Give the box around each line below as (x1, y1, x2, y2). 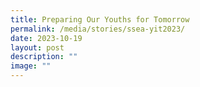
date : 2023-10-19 (10, 33, 83, 43)
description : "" (10, 52, 78, 62)
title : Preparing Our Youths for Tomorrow (10, 14, 190, 25)
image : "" (10, 61, 52, 71)
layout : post (10, 42, 65, 53)
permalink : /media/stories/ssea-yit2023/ (10, 24, 186, 34)
